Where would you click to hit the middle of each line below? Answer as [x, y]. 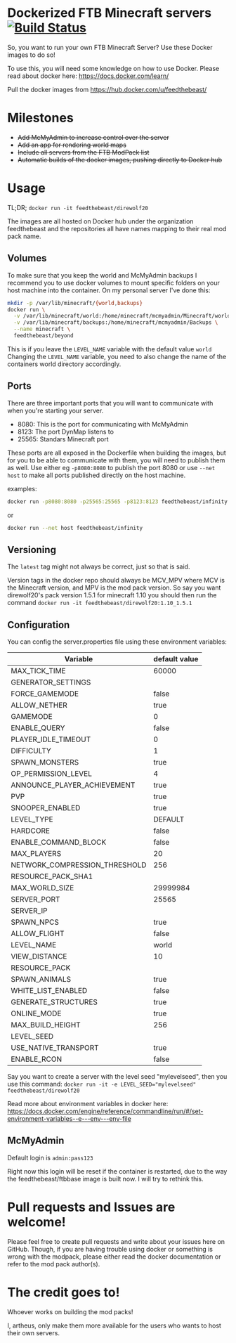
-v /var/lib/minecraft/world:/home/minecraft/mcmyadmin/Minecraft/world [122, 316]
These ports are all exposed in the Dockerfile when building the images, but [117, 453]
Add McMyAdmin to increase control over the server [93, 137]
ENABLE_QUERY [38, 728]
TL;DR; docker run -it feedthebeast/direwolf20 [78, 207]
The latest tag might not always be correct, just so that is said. [99, 566]
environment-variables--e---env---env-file [69, 1119]
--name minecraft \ [42, 329]
